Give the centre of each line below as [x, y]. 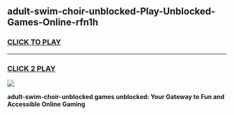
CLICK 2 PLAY [31, 68]
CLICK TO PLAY [34, 43]
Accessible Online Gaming [46, 104]
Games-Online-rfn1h [53, 23]
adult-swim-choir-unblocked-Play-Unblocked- [111, 11]
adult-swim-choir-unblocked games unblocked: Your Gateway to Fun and [116, 96]
